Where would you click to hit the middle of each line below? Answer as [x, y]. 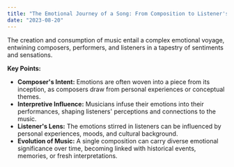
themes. [29, 96]
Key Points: [24, 68]
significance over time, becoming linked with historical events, [107, 148]
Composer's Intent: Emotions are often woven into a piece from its [114, 81]
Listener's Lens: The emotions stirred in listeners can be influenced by [119, 126]
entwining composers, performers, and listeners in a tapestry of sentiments [116, 47]
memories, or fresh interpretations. [67, 156]
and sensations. [30, 55]
